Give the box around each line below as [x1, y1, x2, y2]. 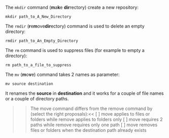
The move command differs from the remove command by [30, 105, 153, 112]
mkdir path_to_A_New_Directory [5, 14, 72, 19]
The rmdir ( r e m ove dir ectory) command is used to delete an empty [5, 23, 145, 29]
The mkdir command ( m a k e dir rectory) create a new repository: [5, 5, 139, 10]
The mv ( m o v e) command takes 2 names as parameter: [5, 71, 120, 77]
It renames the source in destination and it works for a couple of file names [5, 90, 164, 96]
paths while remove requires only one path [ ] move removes [30, 122, 158, 128]
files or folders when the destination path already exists [30, 127, 147, 133]
